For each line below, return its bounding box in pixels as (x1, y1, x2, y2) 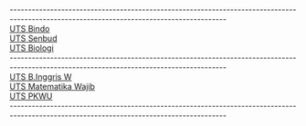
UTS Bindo (9, 24, 50, 34)
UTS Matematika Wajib (9, 82, 96, 92)
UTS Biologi (9, 43, 55, 53)
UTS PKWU (9, 91, 53, 102)
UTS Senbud (9, 33, 58, 44)
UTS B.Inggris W (9, 72, 72, 82)
